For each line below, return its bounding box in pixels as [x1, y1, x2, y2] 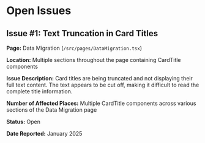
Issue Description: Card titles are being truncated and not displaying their [6, 75, 193, 82]
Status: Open [6, 118, 41, 125]
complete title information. [6, 88, 73, 95]
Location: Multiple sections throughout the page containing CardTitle [6, 56, 182, 63]
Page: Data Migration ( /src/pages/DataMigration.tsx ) [6, 44, 143, 52]
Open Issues [6, 4, 72, 18]
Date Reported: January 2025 [6, 130, 83, 137]
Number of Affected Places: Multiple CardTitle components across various [6, 99, 196, 107]
